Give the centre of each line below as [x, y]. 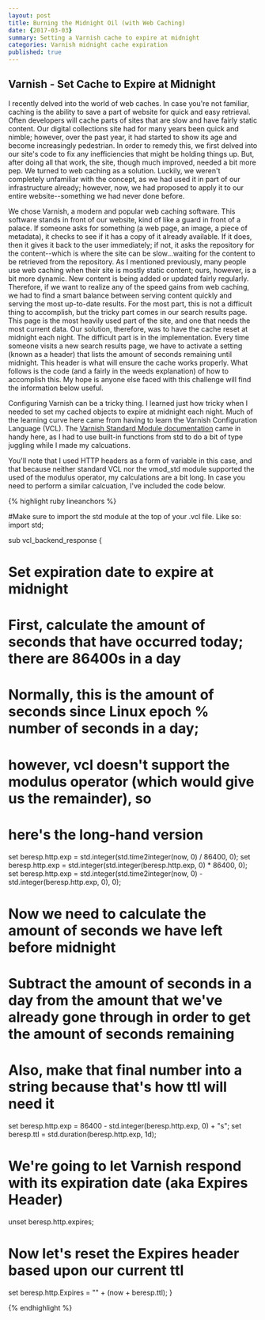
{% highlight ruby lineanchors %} [62, 501]
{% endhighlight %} [40, 1307]
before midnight [62, 947]
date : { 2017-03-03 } [40, 30]
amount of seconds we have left [115, 930]
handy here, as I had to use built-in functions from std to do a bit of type [126, 437]
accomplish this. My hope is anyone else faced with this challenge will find [130, 379]
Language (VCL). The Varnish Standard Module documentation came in [125, 428]
